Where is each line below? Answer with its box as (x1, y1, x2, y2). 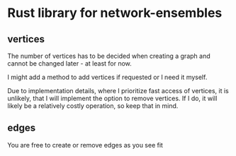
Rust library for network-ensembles (7, 5, 223, 21)
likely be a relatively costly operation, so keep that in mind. (7, 102, 179, 110)
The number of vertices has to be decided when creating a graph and (7, 52, 210, 60)
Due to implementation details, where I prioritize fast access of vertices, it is (7, 87, 229, 95)
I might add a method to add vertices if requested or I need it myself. (7, 73, 208, 81)
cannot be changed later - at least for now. (7, 59, 133, 68)
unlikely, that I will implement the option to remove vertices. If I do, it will (7, 94, 218, 102)
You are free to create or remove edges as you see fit (7, 140, 163, 149)
